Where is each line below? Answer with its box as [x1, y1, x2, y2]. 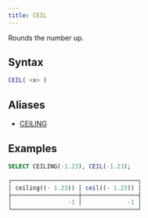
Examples [8, 142, 57, 155]
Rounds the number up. [8, 33, 85, 42]
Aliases [8, 98, 45, 111]
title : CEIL [8, 11, 47, 20]
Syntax [8, 56, 44, 69]
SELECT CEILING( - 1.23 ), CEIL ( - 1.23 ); [8, 162, 132, 170]
